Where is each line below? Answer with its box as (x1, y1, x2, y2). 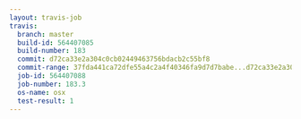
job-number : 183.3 (17, 80, 87, 89)
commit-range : (17, 64, 70, 72)
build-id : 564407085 (17, 38, 94, 47)
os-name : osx (17, 88, 66, 97)
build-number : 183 (17, 47, 87, 55)
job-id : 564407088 (17, 72, 87, 81)
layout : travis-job (9, 13, 82, 22)
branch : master (17, 30, 74, 38)
